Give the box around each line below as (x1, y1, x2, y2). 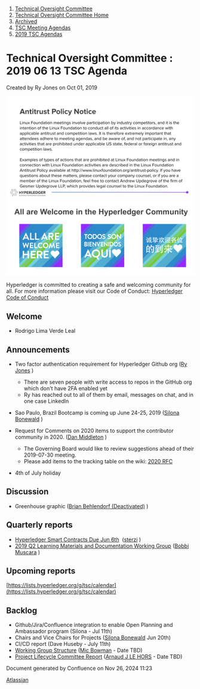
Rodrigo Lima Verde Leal (14, 327, 76, 335)
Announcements (6, 344, 70, 355)
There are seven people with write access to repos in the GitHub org (23, 378, 192, 386)
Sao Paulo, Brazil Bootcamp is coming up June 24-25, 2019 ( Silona (14, 409, 180, 416)
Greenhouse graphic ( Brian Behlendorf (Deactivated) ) (14, 502, 149, 509)
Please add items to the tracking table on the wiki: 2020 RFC (23, 458, 173, 465)
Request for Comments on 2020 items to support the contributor (14, 427, 174, 434)
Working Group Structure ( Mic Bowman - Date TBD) (14, 646, 143, 654)
